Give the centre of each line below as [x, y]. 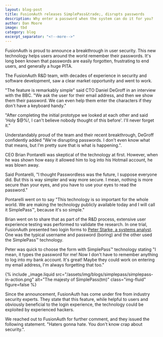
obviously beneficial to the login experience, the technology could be [74, 304]
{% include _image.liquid [30, 274]
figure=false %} [21, 284]
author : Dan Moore [24, 23]
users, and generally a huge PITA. [39, 66]
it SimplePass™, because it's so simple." [45, 209]
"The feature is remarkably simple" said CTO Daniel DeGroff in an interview [80, 90]
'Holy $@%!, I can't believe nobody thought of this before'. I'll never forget [80, 120]
